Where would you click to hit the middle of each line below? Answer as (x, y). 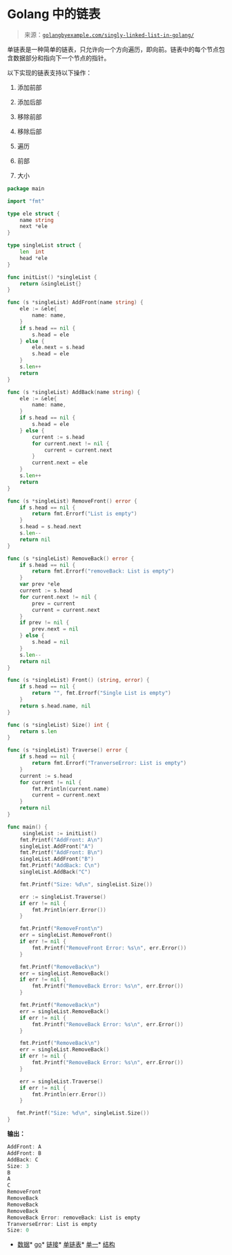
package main (26, 188)
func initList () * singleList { (52, 277)
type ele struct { (33, 214)
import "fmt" (26, 201)
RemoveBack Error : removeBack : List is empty (74, 1218)
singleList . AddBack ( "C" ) (55, 872)
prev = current (54, 603)
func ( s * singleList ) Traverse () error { (68, 750)
